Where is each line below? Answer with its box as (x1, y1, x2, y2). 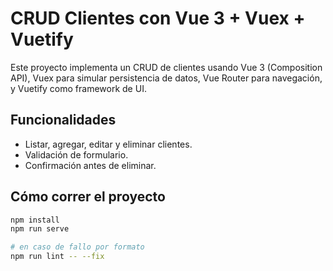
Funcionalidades (10, 112, 117, 129)
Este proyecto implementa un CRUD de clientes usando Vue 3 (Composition (10, 61, 323, 73)
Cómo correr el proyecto (10, 188, 166, 206)
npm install (10, 215, 60, 225)
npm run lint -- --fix (10, 252, 105, 262)
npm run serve (10, 224, 70, 234)
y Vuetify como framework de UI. (10, 82, 147, 94)
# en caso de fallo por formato (10, 242, 145, 252)
